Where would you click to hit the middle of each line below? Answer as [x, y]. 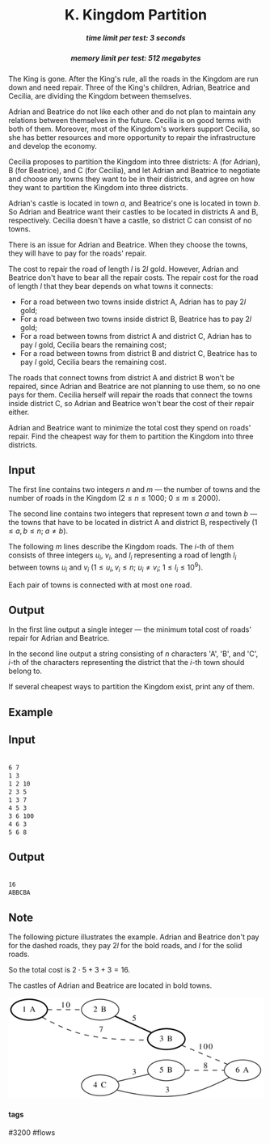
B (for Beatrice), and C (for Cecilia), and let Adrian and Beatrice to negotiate [135, 170]
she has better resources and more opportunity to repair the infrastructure [132, 137]
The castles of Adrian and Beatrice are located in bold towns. [110, 985]
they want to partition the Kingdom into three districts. [98, 187]
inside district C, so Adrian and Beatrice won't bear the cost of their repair [131, 403]
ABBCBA [19, 893]
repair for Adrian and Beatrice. [59, 638]
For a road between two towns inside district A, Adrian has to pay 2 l [133, 302]
